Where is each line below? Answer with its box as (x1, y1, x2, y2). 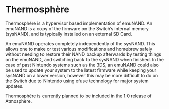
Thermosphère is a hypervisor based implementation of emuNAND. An (5, 20, 153, 26)
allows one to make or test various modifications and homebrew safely (5, 46, 153, 52)
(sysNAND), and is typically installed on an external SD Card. (5, 31, 133, 37)
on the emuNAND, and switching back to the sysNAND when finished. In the (5, 56, 164, 62)
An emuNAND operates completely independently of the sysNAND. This (5, 40, 155, 46)
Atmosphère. (5, 98, 32, 104)
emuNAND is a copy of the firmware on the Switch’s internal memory (5, 25, 149, 31)
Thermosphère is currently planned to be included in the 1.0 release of (5, 93, 152, 99)
